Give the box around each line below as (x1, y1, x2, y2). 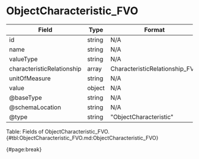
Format (144, 26, 165, 34)
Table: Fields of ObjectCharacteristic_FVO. (6, 128, 110, 135)
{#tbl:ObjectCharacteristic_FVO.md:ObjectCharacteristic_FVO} (6, 134, 159, 141)
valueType (9, 55, 38, 63)
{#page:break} (6, 145, 42, 152)
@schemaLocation (9, 103, 61, 111)
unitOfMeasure (9, 74, 52, 82)
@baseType (9, 93, 43, 101)
